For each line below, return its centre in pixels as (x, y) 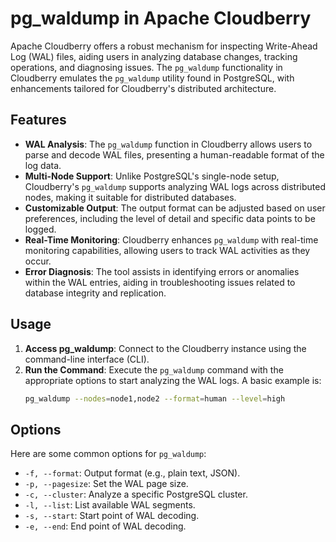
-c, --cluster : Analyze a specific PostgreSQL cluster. (136, 494)
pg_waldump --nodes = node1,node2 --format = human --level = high (155, 398)
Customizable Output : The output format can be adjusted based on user (175, 208)
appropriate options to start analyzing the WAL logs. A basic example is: (173, 380)
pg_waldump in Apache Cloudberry (161, 18)
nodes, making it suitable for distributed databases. (130, 197)
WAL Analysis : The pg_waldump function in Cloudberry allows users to (168, 144)
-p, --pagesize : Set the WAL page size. (106, 484)
